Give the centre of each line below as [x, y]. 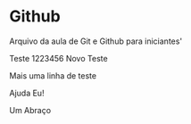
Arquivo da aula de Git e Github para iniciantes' [96, 41]
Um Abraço [30, 110]
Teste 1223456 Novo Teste [59, 58]
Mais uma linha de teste [53, 75]
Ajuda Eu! [27, 93]
